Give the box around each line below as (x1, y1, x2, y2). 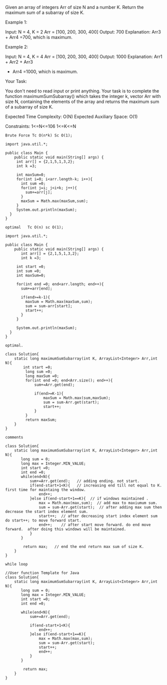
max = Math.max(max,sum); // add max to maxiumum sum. (38, 500, 157, 505)
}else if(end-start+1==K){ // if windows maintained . (29, 496, 149, 501)
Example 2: (5, 44, 28, 49)
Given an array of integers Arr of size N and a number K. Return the (5, 4, 144, 10)
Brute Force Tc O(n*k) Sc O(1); (5, 133, 72, 138)
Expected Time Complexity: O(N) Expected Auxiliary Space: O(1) (5, 113, 138, 119)
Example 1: (5, 19, 27, 25)
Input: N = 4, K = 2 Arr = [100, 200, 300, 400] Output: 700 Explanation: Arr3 (5, 29, 161, 34)
